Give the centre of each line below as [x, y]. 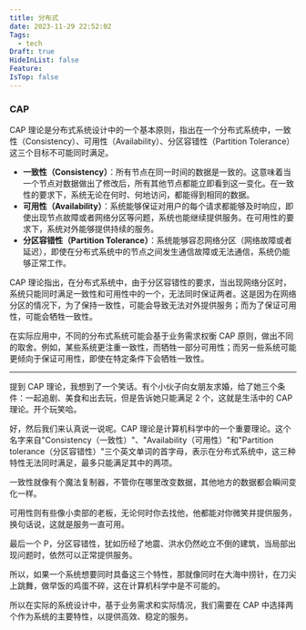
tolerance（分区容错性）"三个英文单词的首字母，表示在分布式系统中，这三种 [153, 452]
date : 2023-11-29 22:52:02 [61, 26]
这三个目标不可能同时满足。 [61, 153]
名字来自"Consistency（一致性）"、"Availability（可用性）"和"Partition [142, 440]
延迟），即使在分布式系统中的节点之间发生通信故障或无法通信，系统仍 [152, 252]
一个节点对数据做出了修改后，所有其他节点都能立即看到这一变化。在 [150, 184]
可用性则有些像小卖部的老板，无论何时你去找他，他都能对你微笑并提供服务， [153, 513]
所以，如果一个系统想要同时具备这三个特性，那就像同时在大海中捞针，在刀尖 [153, 574]
